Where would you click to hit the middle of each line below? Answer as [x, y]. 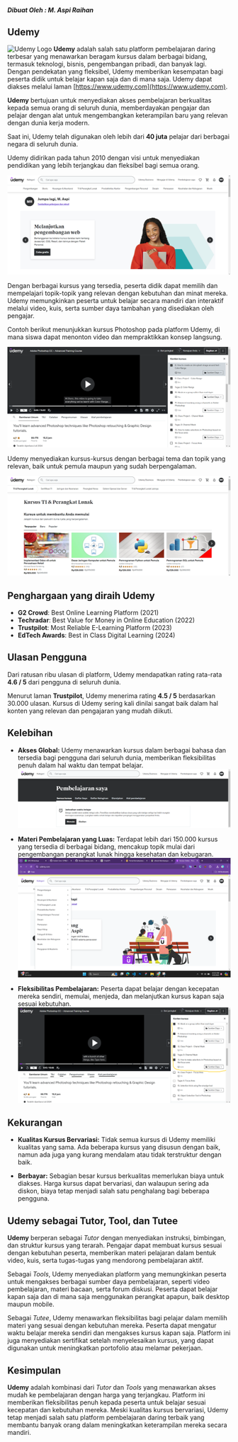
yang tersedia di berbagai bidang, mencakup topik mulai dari [106, 847]
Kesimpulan [34, 1370]
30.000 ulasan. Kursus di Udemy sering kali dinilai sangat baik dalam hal [113, 703]
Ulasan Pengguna [47, 657]
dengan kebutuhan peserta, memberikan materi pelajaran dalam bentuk [112, 1253]
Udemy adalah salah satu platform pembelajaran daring [135, 49]
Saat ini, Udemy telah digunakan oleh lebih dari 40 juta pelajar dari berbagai [119, 137]
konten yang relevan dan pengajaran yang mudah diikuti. [90, 711]
